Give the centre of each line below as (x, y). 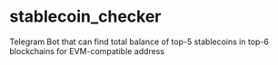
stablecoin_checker (85, 17)
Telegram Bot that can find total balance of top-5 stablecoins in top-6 (139, 42)
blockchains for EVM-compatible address (87, 51)
